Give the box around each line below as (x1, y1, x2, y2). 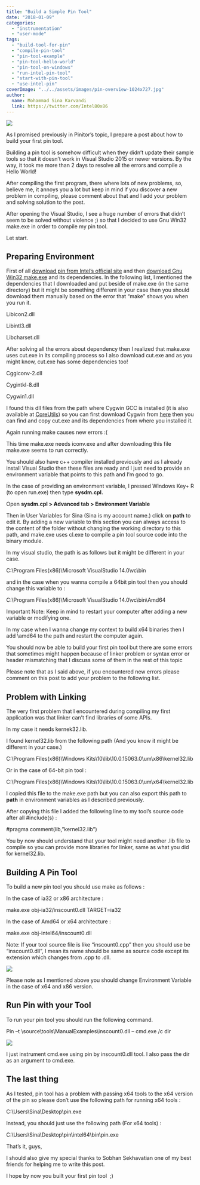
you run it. (6, 299, 31, 307)
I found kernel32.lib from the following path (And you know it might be (6, 737, 179, 745)
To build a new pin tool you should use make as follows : (6, 883, 145, 890)
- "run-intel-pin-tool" (11, 70, 70, 76)
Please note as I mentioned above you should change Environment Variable (6, 976, 192, 984)
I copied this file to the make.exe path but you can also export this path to (6, 790, 187, 797)
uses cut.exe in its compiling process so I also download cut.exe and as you (6, 352, 193, 359)
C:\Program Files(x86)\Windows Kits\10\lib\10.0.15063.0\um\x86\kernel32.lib (6, 755, 193, 763)
